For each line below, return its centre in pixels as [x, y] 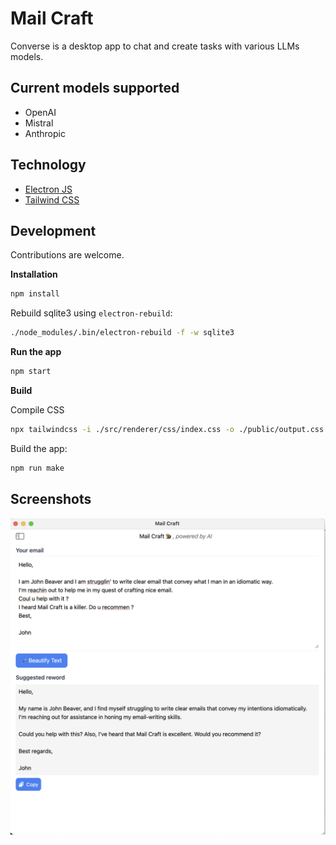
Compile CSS [37, 410]
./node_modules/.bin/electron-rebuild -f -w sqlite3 [122, 333]
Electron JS [48, 189]
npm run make [37, 468]
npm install [35, 294]
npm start [31, 372]
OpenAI [40, 112]
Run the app [36, 352]
